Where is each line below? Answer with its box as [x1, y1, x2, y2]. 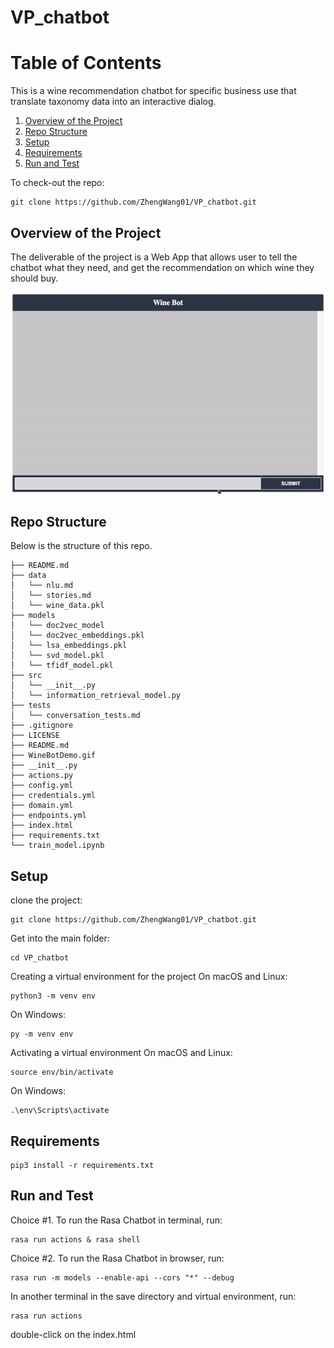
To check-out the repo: [10, 177, 105, 189]
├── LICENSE [10, 731, 60, 741]
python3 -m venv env [10, 991, 97, 1001]
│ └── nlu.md [10, 581, 74, 591]
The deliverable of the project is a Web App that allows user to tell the [10, 251, 298, 263]
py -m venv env [10, 1029, 74, 1040]
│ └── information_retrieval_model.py [10, 691, 182, 701]
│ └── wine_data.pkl [10, 601, 105, 611]
